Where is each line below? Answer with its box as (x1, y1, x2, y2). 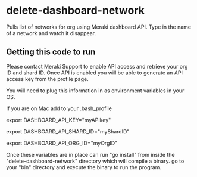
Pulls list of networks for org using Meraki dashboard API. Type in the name (6, 23, 192, 30)
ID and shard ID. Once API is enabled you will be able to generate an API (6, 69, 183, 76)
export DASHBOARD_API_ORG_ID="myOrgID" (6, 139, 118, 147)
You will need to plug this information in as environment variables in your (6, 87, 185, 94)
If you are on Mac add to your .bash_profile (6, 105, 112, 112)
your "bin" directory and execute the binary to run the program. (6, 163, 162, 170)
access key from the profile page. (6, 75, 89, 82)
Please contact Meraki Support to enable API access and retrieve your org (6, 63, 188, 70)
